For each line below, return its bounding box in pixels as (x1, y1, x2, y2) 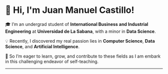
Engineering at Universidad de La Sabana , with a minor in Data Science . (5, 28, 156, 34)
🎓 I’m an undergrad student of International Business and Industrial (5, 21, 148, 27)
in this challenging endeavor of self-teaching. (5, 58, 99, 64)
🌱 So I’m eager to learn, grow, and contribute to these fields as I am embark (5, 53, 161, 59)
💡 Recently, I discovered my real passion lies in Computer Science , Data (5, 38, 155, 44)
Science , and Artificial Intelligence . (5, 43, 80, 49)
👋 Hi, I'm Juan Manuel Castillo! (5, 4, 134, 16)
